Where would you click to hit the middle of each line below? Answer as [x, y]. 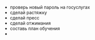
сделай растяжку [28, 12]
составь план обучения [35, 28]
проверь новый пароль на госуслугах [50, 7]
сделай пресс [25, 18]
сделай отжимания [30, 23]
